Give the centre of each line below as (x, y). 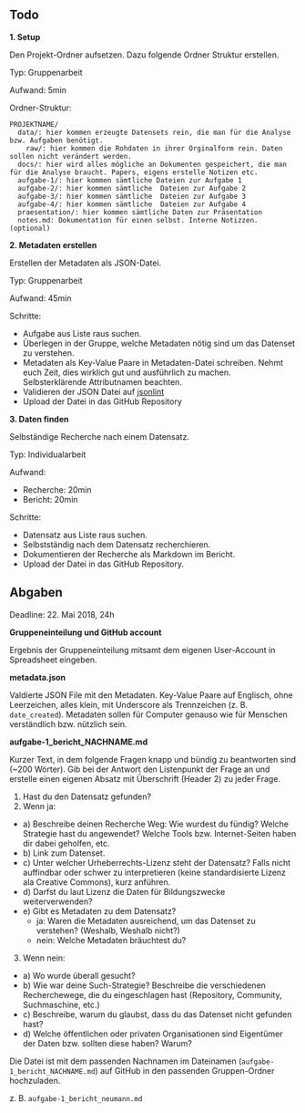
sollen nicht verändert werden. (71, 156)
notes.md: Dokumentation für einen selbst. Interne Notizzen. (138, 220)
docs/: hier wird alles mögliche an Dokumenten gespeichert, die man (152, 164)
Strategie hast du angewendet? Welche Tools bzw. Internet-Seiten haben (159, 833)
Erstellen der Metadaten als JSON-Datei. (86, 263)
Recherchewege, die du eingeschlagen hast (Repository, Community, (152, 994)
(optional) (30, 228)
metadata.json (38, 677)
